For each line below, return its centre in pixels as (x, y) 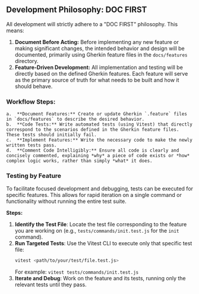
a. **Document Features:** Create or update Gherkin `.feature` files (97, 114)
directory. (26, 61)
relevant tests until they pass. (51, 284)
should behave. (34, 86)
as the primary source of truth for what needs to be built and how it (97, 80)
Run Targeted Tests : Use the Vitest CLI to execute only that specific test (103, 243)
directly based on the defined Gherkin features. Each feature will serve (101, 73)
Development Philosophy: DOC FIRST (77, 10)
